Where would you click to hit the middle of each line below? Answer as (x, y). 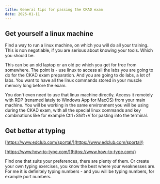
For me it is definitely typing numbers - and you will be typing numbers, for (80, 171)
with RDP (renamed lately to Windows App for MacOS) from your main (75, 100)
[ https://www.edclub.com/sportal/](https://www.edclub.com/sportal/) (74, 142)
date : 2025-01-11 (23, 14)
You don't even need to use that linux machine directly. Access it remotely (79, 95)
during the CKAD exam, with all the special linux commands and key (73, 110)
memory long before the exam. (36, 86)
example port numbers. (28, 177)
